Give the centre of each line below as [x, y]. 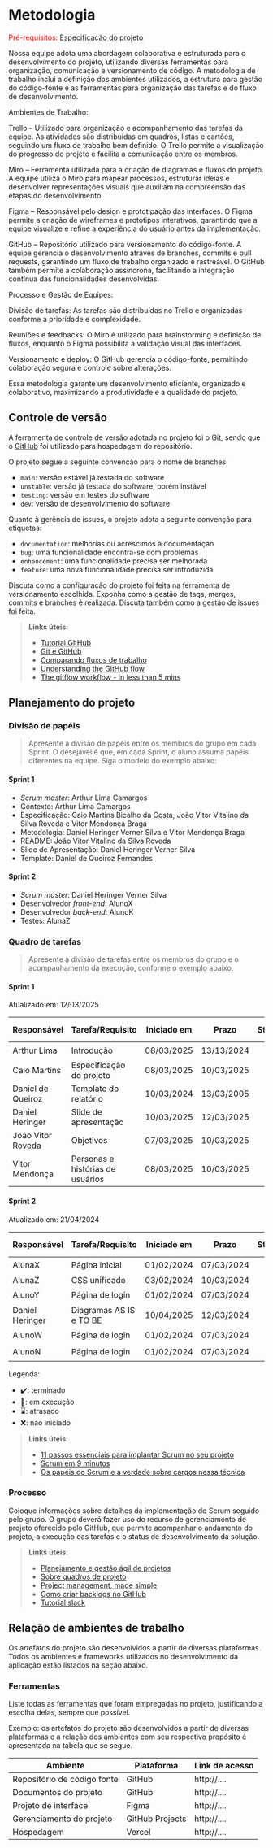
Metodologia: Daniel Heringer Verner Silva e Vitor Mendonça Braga [132, 832]
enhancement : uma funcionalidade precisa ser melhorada [114, 561]
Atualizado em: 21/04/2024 [54, 1219]
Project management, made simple [99, 1585]
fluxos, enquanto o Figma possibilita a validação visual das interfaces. [126, 343]
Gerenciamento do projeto [63, 1819]
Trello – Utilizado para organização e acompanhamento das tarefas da [126, 128]
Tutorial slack [63, 1602]
